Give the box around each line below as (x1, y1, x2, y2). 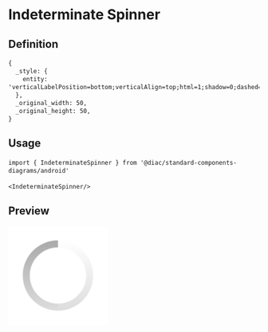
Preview (8, 205, 50, 218)
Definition (8, 37, 58, 51)
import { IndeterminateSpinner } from (8, 158, 137, 166)
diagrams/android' (8, 166, 69, 174)
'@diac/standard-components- (140, 158, 238, 166)
